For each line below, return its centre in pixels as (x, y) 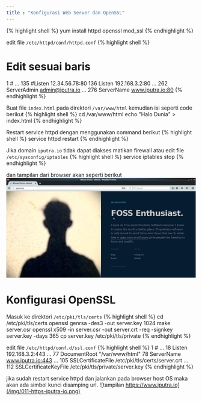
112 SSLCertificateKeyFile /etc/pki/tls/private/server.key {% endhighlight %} (100, 367)
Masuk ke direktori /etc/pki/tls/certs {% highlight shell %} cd (85, 317)
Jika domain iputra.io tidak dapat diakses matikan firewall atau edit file (95, 150)
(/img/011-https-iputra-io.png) (43, 391)
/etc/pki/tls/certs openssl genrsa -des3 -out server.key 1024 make (88, 323)
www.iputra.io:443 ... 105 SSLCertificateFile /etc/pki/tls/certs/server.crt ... (97, 360)
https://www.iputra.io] (153, 385)
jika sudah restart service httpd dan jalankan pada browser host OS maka (97, 378)
